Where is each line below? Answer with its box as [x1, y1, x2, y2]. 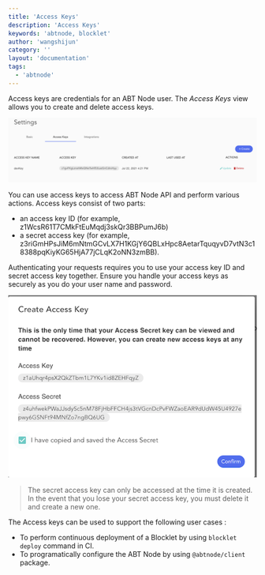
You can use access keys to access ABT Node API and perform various [8, 190, 240, 199]
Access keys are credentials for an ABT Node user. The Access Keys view [8, 93, 248, 103]
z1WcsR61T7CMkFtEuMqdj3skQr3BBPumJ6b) [19, 222, 169, 231]
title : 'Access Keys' [8, 13, 80, 21]
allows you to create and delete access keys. [8, 102, 155, 111]
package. [19, 558, 50, 568]
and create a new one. [27, 502, 101, 512]
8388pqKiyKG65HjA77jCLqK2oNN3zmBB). [19, 247, 160, 257]
